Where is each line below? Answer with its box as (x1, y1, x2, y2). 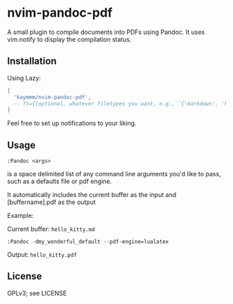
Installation (7, 56, 57, 67)
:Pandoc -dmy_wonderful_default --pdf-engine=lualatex (7, 238, 169, 246)
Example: (7, 212, 34, 220)
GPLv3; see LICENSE (7, 289, 67, 297)
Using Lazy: (7, 74, 42, 82)
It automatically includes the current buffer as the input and (7, 191, 177, 199)
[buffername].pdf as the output (7, 198, 96, 206)
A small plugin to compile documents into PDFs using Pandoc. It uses (7, 28, 205, 36)
